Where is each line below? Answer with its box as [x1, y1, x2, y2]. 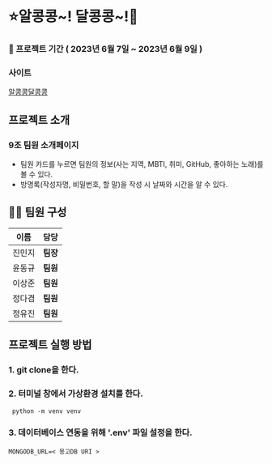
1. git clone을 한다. [8, 364, 79, 376]
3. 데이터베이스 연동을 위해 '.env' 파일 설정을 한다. [8, 427, 193, 438]
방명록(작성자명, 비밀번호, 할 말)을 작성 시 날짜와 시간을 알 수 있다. [19, 180, 228, 189]
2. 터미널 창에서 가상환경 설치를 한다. [8, 388, 143, 399]
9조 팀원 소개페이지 [8, 139, 79, 151]
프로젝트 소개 [8, 113, 70, 126]
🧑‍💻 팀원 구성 [8, 206, 67, 219]
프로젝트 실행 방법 [8, 338, 92, 352]
